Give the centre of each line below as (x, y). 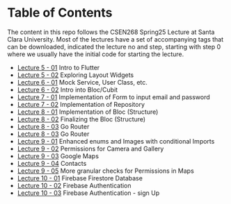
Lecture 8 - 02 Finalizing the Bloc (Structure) (81, 119)
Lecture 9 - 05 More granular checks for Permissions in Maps (106, 171)
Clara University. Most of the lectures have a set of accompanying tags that (115, 39)
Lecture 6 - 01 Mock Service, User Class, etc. (82, 82)
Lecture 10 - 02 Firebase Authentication (74, 185)
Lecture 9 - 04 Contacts (52, 163)
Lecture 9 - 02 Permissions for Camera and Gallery (90, 148)
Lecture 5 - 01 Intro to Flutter (58, 67)
